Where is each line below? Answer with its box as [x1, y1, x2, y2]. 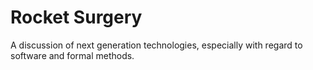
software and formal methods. [10, 49, 135, 61]
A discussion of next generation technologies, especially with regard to [10, 39, 303, 51]
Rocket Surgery [10, 6, 143, 29]
